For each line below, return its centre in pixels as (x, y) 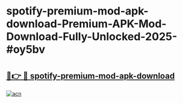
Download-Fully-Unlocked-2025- (92, 37)
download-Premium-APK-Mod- (86, 24)
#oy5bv (26, 50)
